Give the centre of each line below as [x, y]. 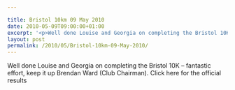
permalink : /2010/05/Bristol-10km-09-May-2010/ [78, 46]
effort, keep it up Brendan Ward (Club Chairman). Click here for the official [114, 73]
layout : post [26, 39]
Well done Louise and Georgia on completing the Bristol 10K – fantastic [109, 66]
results [17, 80]
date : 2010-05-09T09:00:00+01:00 [56, 26]
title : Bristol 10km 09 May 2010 [56, 20]
